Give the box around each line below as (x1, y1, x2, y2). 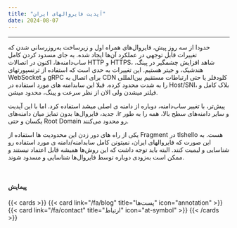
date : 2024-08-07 (8, 17, 59, 24)
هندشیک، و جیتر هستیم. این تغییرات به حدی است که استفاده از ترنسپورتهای (8, 65, 203, 74)
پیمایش (8, 183, 27, 191)
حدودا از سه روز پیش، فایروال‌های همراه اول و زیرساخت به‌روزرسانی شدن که (8, 43, 210, 52)
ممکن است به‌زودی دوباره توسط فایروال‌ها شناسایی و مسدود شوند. (8, 152, 185, 161)
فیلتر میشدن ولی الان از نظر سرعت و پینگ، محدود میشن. (8, 88, 158, 96)
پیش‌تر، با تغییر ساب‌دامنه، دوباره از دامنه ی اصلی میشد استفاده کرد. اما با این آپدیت (8, 102, 226, 110)
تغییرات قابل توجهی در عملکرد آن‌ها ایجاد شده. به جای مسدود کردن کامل (8, 50, 198, 59)
